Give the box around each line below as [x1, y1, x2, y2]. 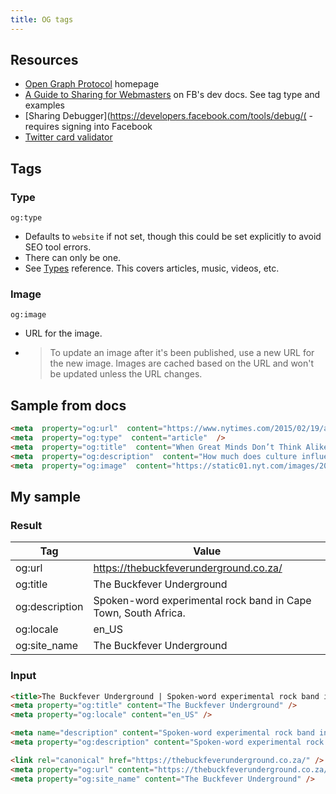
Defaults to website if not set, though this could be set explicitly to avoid [24, 231, 322, 243]
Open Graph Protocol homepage [24, 78, 160, 90]
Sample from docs [10, 397, 127, 414]
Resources [10, 52, 79, 69]
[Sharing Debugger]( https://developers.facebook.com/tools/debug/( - [24, 110, 314, 122]
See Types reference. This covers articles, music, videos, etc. [24, 262, 280, 275]
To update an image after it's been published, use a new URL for [49, 347, 315, 359]
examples [24, 99, 65, 111]
